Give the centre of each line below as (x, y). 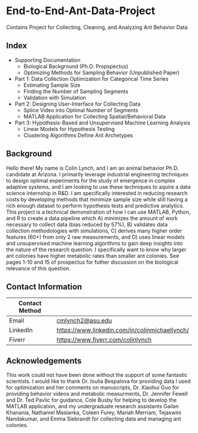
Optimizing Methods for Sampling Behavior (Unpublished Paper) (101, 73)
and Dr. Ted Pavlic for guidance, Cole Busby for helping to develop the (91, 400)
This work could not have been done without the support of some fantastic (97, 375)
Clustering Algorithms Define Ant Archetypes (78, 135)
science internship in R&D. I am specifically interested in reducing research (97, 193)
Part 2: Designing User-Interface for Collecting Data (77, 104)
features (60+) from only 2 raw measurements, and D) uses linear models (95, 237)
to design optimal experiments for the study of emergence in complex (91, 181)
